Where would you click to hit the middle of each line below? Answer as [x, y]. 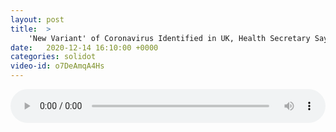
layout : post [37, 19]
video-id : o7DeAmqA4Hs [57, 66]
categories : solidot [53, 57]
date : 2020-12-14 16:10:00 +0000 [84, 47]
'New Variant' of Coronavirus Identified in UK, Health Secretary [169, 38]
